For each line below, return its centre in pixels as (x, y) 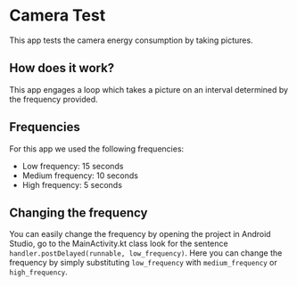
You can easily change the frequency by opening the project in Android (140, 234)
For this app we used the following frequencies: (97, 149)
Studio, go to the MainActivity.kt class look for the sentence (119, 244)
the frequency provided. (54, 99)
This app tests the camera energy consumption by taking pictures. (131, 40)
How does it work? (62, 68)
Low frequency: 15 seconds (73, 166)
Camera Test (58, 16)
